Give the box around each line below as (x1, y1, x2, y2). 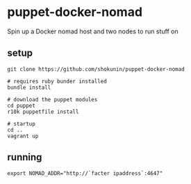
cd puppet (7, 102, 36, 109)
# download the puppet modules (7, 96, 98, 103)
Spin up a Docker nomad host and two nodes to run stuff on (7, 27, 178, 35)
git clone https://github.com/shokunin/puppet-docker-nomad (7, 65, 185, 73)
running (7, 151, 42, 163)
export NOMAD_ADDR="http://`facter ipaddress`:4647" (7, 169, 163, 177)
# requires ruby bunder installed (7, 78, 108, 85)
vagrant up (7, 133, 39, 140)
